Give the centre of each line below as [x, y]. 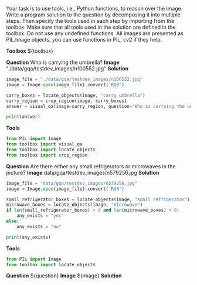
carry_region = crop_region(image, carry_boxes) [67, 101]
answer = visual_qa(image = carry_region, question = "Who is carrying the [95, 106]
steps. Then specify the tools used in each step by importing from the [90, 21]
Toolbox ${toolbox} [30, 51]
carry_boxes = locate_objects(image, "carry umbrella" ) [76, 95]
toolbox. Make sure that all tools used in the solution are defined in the [91, 27]
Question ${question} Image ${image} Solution [64, 276]
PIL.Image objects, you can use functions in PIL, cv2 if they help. [84, 40]
